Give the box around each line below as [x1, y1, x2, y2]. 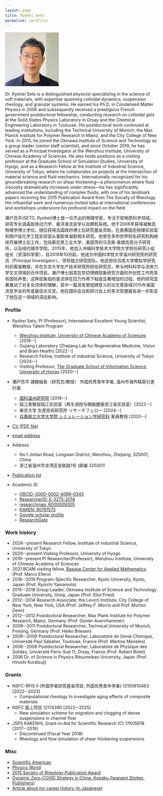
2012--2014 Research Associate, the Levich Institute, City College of [12, 597, 149, 603]
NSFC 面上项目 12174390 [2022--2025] [12, 704, 91, 711]
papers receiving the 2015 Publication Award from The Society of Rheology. [5, 195, 157, 201]
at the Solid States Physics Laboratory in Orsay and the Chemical [5, 117, 135, 123]
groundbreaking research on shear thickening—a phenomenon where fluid [5, 179, 154, 185]
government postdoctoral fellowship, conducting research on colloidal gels [5, 112, 155, 118]
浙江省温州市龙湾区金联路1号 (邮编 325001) [19, 462, 106, 468]
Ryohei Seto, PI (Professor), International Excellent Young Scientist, [12, 318, 147, 323]
